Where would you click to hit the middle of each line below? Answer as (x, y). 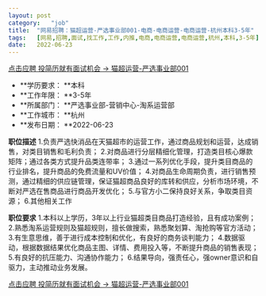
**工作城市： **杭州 (52, 115)
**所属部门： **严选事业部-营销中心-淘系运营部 (97, 105)
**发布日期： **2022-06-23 (66, 125)
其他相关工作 (52, 201)
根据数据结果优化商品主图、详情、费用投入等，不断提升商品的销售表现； (140, 248)
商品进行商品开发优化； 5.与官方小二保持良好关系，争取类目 (148, 192)
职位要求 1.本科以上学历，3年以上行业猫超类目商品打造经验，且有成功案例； (132, 218)
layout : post (30, 15)
